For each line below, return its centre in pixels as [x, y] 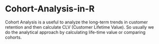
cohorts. [13, 37]
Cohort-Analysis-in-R [50, 9]
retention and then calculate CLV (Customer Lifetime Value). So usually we [79, 27]
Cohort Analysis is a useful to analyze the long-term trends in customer [77, 22]
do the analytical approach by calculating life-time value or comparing [75, 32]
